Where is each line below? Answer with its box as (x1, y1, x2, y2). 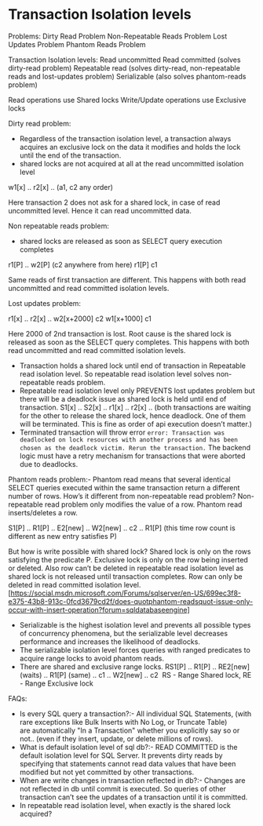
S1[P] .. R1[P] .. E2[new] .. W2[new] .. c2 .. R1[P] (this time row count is (8, 523, 236, 533)
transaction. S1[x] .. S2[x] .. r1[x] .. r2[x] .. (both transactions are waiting (19, 402, 251, 412)
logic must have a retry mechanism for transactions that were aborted (19, 451, 246, 460)
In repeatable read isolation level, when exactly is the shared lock (19, 800, 232, 810)
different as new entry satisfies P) (8, 531, 118, 540)
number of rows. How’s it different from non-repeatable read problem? (8, 491, 236, 500)
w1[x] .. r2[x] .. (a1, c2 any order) (8, 182, 114, 191)
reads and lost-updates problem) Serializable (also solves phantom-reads (8, 71, 247, 81)
